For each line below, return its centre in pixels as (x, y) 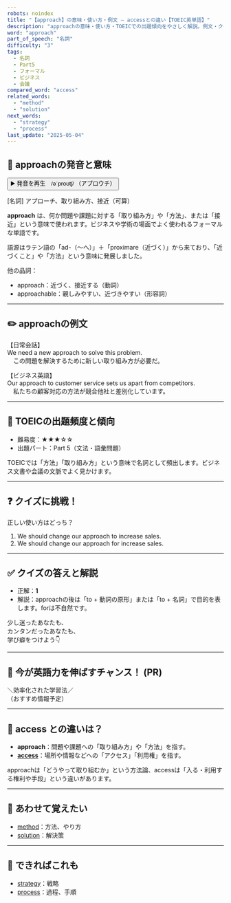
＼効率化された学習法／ (40, 690)
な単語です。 (25, 233)
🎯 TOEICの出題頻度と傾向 (61, 421)
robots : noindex (30, 13)
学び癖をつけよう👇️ (34, 640)
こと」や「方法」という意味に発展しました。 (82, 256)
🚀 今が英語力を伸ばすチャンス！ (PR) (85, 672)
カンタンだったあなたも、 (43, 631)
